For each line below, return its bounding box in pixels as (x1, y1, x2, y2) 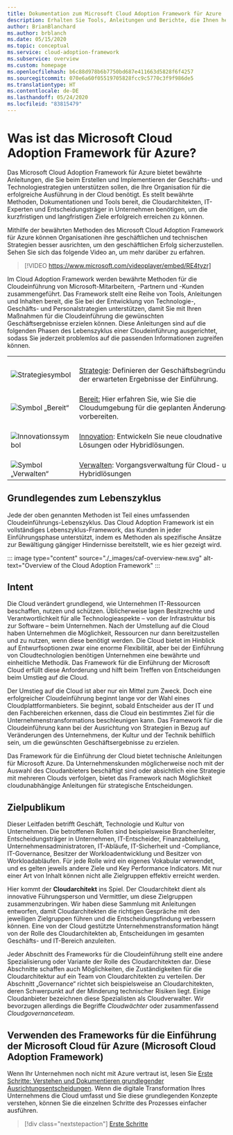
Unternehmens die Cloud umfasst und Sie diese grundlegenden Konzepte (7, 1091, 218, 1100)
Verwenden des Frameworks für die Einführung (7, 1029, 217, 1041)
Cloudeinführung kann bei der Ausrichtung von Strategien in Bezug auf (7, 723, 210, 732)
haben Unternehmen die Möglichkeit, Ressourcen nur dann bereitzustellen (7, 629, 220, 637)
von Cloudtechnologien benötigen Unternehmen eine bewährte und (7, 651, 200, 659)
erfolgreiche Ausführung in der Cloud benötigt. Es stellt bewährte (7, 190, 194, 199)
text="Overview (7, 561, 53, 569)
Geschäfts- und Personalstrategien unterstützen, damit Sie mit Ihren (7, 304, 202, 312)
